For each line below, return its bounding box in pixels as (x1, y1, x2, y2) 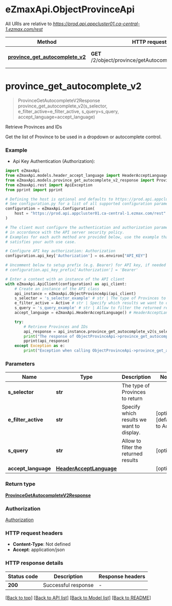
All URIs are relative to (5, 21, 52, 27)
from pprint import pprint (5, 187, 63, 192)
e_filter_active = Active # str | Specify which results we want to (14, 301, 164, 306)
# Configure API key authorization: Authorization (5, 248, 116, 254)
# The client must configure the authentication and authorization (5, 225, 153, 230)
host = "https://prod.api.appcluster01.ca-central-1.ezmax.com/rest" (14, 211, 166, 216)
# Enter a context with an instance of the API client (5, 277, 125, 282)
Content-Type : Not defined (12, 541, 71, 547)
